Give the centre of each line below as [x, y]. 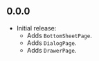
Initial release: [36, 28]
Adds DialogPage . [52, 43]
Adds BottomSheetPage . [60, 35]
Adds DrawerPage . [52, 50]
